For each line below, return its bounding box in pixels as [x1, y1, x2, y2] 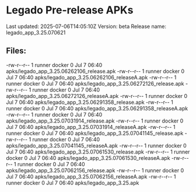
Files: [6, 46, 26, 56]
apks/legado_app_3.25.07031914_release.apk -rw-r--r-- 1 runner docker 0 [6, 117, 184, 124]
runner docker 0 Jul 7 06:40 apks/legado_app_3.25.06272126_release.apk [6, 80, 185, 87]
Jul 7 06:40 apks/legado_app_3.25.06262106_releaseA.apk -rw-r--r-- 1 [6, 74, 177, 81]
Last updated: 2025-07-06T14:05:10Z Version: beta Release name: [6, 23, 167, 30]
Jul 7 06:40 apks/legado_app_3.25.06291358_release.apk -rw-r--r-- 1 [6, 99, 173, 106]
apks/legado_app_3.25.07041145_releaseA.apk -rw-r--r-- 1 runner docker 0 [6, 142, 187, 149]
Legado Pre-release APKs [6, 4, 134, 17]
